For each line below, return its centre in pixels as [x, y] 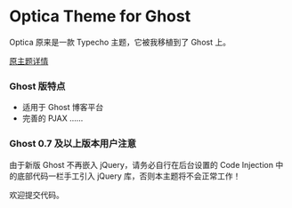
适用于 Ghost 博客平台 [63, 108]
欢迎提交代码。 [36, 195]
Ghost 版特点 [37, 86]
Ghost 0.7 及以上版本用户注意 [73, 144]
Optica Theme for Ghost [100, 16]
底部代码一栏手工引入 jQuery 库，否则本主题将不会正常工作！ [129, 176]
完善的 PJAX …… [53, 118]
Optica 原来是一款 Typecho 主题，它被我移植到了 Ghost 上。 [120, 42]
